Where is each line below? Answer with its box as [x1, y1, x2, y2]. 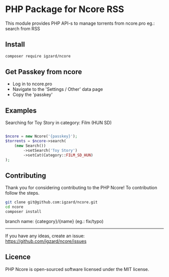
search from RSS [5, 25, 40, 31]
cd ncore [5, 204, 24, 210]
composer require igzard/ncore [5, 53, 71, 59]
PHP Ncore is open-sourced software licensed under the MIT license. [5, 266, 149, 272]
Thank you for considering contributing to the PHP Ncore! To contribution [5, 185, 157, 191]
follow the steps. [5, 190, 40, 196]
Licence [5, 253, 31, 261]
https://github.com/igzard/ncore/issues [5, 238, 87, 244]
